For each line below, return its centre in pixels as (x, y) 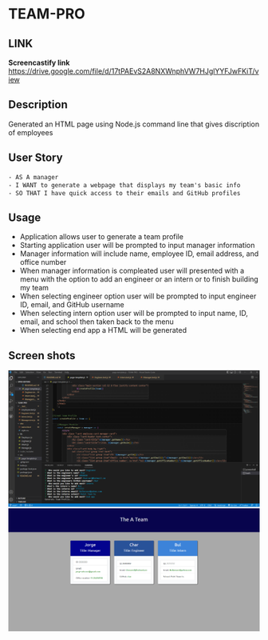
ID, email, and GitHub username (72, 305)
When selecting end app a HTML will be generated (103, 330)
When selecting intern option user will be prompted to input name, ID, (134, 314)
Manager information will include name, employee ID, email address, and (139, 254)
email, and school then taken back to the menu (97, 322)
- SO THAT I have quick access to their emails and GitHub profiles (124, 193)
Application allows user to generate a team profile (101, 237)
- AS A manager (33, 177)
